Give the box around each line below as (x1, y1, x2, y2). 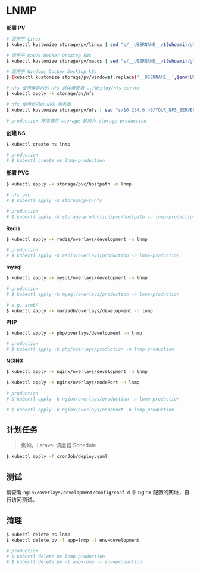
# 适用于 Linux (6, 36, 41, 42)
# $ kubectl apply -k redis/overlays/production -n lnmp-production (6, 252, 180, 259)
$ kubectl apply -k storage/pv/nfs (6, 91, 95, 97)
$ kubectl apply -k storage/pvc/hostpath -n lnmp (6, 181, 132, 187)
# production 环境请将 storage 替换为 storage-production (6, 118, 147, 124)
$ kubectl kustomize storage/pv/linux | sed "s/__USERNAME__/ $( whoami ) (6, 41, 187, 48)
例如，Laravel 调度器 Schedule (20, 442, 96, 449)
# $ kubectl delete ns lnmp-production (6, 554, 105, 560)
